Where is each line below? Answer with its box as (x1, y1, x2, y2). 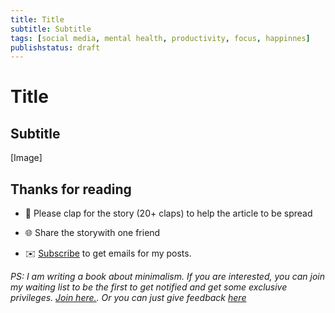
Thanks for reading (10, 181, 132, 198)
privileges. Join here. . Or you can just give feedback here (10, 292, 247, 304)
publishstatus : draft (10, 42, 101, 53)
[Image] (10, 152, 43, 164)
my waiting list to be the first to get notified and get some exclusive (10, 281, 288, 293)
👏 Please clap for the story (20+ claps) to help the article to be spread (24, 207, 313, 220)
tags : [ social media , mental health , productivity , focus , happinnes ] (10, 33, 311, 43)
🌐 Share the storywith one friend (24, 227, 161, 239)
